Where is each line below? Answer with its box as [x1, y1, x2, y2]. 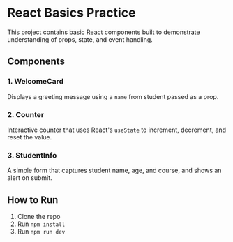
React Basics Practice [7, 5, 136, 21]
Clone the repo [17, 213, 61, 221]
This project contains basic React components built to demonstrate [7, 28, 200, 36]
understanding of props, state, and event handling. [7, 35, 153, 43]
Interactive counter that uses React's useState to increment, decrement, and [7, 126, 227, 134]
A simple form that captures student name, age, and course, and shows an [7, 166, 222, 175]
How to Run [7, 194, 59, 206]
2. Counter [7, 109, 44, 119]
